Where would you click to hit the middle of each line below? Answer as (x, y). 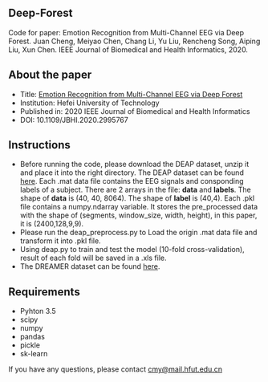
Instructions (39, 145)
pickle (30, 345)
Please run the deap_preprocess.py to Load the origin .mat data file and (138, 233)
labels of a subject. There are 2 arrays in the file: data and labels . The (135, 190)
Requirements (44, 292)
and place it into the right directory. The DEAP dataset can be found (132, 173)
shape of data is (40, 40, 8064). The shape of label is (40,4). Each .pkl (137, 198)
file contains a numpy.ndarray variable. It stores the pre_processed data (139, 207)
